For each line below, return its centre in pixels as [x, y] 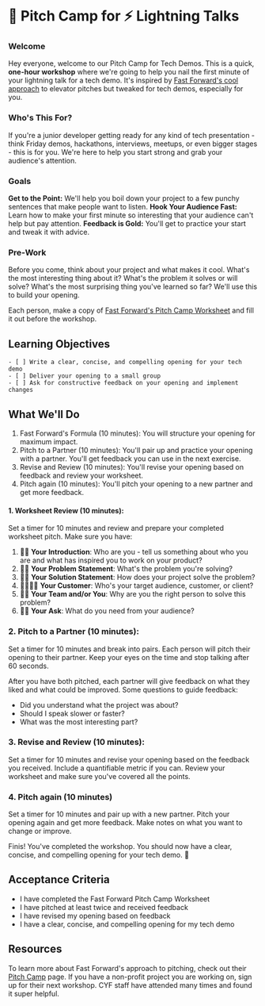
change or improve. [40, 831]
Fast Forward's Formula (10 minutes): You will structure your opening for [137, 433]
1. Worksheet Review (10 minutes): [66, 510]
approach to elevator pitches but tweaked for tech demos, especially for [126, 89]
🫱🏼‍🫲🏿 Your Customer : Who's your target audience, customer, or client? [136, 586]
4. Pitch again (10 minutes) [61, 797]
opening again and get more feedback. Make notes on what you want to [125, 823]
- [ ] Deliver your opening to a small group [84, 376]
